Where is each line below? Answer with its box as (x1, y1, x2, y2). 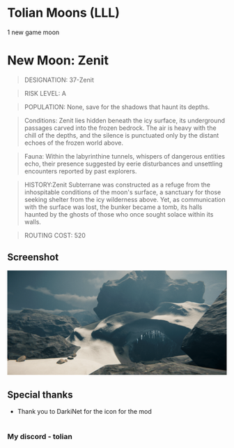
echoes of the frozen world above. (24, 138, 124, 147)
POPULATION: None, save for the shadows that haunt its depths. (24, 103, 210, 111)
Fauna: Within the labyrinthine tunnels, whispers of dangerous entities (24, 152, 225, 160)
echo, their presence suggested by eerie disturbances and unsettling (24, 159, 223, 168)
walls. (24, 217, 42, 226)
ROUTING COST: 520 (24, 231, 86, 239)
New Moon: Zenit (7, 52, 109, 68)
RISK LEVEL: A (24, 89, 66, 97)
